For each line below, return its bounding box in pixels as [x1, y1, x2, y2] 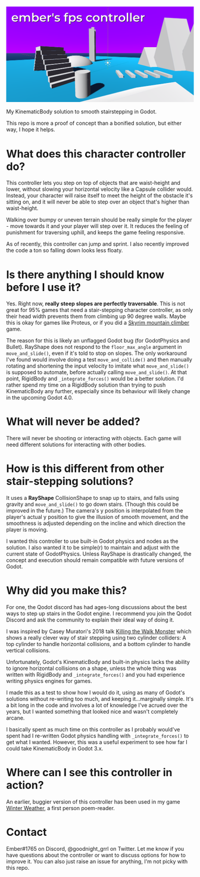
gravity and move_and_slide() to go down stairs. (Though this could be [6, 501, 179, 508]
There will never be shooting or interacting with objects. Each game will [6, 435, 182, 442]
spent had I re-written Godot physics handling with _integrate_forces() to [6, 732, 189, 740]
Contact [6, 826, 47, 839]
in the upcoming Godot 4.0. [6, 394, 73, 402]
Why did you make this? [6, 584, 127, 597]
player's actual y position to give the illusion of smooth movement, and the [6, 514, 189, 521]
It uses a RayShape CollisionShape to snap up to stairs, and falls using [6, 495, 179, 502]
